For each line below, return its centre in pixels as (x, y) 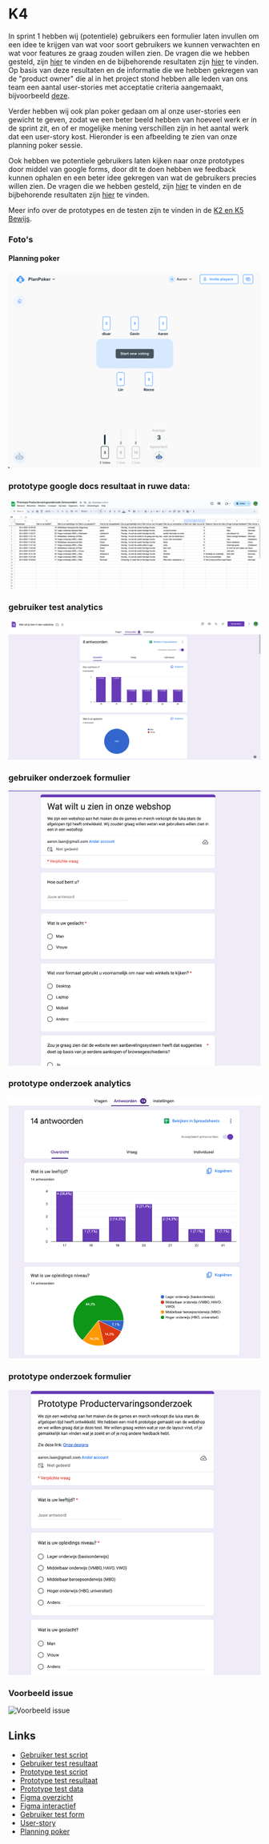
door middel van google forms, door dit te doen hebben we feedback (122, 169)
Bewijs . (20, 218)
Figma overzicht (46, 1797)
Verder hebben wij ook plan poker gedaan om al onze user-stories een (124, 111)
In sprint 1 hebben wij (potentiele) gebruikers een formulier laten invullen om (134, 36)
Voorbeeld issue (41, 1693)
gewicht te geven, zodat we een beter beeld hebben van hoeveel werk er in (133, 119)
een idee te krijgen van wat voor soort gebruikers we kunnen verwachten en (134, 44)
